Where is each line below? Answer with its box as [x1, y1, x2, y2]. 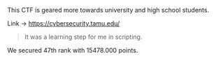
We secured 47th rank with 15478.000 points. [7, 46, 138, 54]
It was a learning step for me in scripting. [24, 33, 143, 41]
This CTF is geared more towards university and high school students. [7, 6, 210, 14]
